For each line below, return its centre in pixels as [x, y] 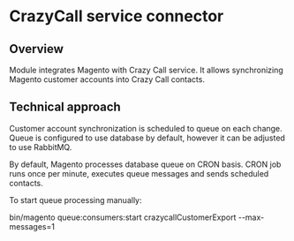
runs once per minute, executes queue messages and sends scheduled [139, 173]
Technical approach [65, 107]
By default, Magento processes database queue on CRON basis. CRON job [145, 164]
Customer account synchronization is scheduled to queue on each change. [146, 128]
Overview [37, 49]
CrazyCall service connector [117, 16]
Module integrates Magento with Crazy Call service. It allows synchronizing [147, 70]
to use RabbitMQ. [41, 147]
